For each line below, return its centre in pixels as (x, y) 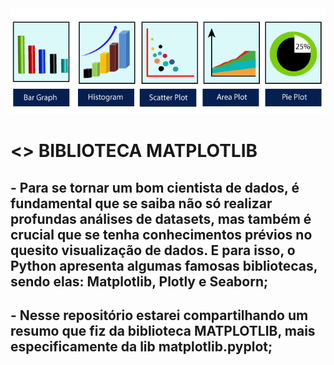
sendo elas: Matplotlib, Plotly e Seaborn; (139, 281)
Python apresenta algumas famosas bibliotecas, (164, 265)
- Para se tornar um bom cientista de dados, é (155, 187)
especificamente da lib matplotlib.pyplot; (141, 347)
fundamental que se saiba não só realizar (141, 203)
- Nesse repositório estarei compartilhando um (159, 315)
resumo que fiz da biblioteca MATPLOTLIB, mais (163, 331)
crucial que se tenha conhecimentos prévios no (161, 234)
